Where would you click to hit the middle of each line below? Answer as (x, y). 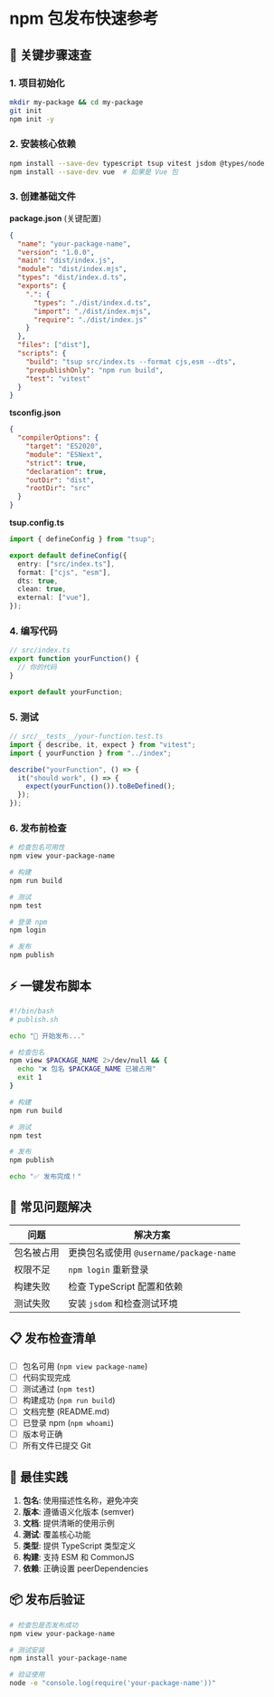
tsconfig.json (35, 412)
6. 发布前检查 (38, 828)
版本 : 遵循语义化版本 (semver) (78, 1511)
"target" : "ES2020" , (64, 446)
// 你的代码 (37, 667)
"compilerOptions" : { (58, 438)
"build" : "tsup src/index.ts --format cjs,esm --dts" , (131, 362)
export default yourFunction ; (66, 692)
